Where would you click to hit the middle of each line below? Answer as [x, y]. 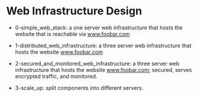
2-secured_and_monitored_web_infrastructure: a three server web [97, 63]
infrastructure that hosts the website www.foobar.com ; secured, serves [104, 69]
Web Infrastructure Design [74, 11]
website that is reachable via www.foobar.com [73, 34]
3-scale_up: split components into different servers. [79, 87]
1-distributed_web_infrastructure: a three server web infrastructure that [103, 46]
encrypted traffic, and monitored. [56, 76]
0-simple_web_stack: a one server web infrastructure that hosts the [99, 28]
